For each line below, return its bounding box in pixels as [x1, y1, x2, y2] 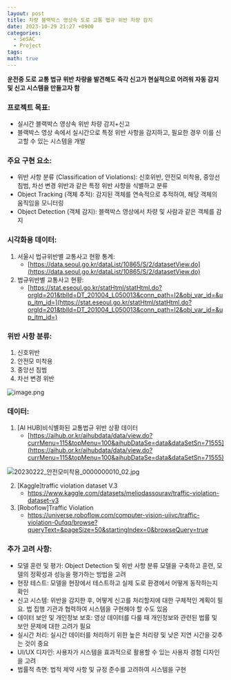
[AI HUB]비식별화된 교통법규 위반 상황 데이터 [17, 423, 139, 432]
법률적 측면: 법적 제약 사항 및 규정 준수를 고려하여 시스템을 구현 [17, 665, 186, 673]
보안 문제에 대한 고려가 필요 [17, 622, 92, 630]
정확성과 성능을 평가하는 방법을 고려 [30, 570, 126, 578]
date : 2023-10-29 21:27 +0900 [7, 23, 94, 30]
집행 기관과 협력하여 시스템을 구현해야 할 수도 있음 [33, 605, 168, 613]
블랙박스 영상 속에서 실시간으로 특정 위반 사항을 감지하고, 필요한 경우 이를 [17, 129, 214, 137]
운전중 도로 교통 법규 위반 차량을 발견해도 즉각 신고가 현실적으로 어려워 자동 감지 [7, 75, 219, 83]
